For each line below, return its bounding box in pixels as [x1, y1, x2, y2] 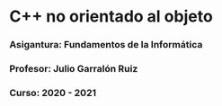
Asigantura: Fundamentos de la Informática [9, 39, 203, 51]
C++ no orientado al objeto [9, 6, 213, 27]
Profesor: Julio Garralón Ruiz [9, 63, 138, 75]
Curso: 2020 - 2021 [9, 86, 97, 99]
